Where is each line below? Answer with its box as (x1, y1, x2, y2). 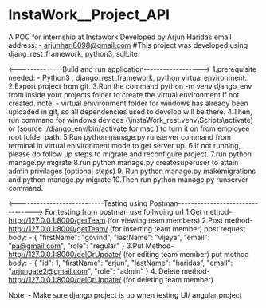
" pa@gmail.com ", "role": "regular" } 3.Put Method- (8, 241, 174, 251)
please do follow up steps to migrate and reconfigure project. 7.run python (8, 149, 252, 159)
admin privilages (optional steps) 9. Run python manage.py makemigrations (8, 166, 256, 176)
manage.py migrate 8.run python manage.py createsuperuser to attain (8, 157, 239, 167)
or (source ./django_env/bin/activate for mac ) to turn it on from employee (8, 124, 250, 133)
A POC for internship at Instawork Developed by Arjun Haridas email (8, 32, 233, 41)
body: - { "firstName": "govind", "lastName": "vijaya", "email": (8, 232, 210, 242)
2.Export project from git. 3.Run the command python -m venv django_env (8, 81, 252, 91)
